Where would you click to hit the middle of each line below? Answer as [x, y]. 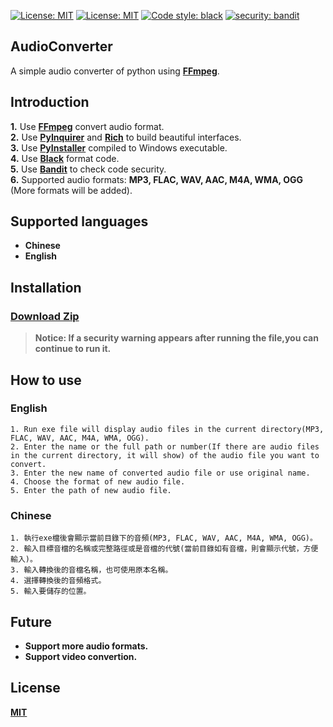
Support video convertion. [81, 656]
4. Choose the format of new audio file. [98, 481]
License [35, 688]
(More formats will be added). [71, 190]
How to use [46, 380]
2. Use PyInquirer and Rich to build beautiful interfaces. [126, 137]
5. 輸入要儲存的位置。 [51, 591]
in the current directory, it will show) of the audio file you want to [165, 455]
